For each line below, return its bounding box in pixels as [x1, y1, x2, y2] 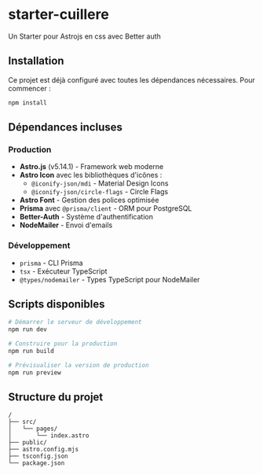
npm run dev [8, 326, 47, 333]
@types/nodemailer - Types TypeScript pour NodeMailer [19, 274, 200, 284]
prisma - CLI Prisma [19, 258, 84, 267]
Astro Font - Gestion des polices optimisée [19, 195, 159, 205]
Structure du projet [8, 391, 104, 404]
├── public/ [8, 439, 47, 447]
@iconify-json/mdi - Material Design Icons [31, 179, 169, 188]
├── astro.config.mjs [8, 446, 79, 454]
